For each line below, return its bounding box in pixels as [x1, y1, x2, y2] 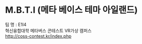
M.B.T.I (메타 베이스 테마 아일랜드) [5, 4, 138, 16]
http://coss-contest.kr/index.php [5, 33, 72, 39]
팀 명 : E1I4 [5, 22, 27, 27]
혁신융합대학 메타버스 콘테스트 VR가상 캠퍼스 [5, 27, 92, 33]
